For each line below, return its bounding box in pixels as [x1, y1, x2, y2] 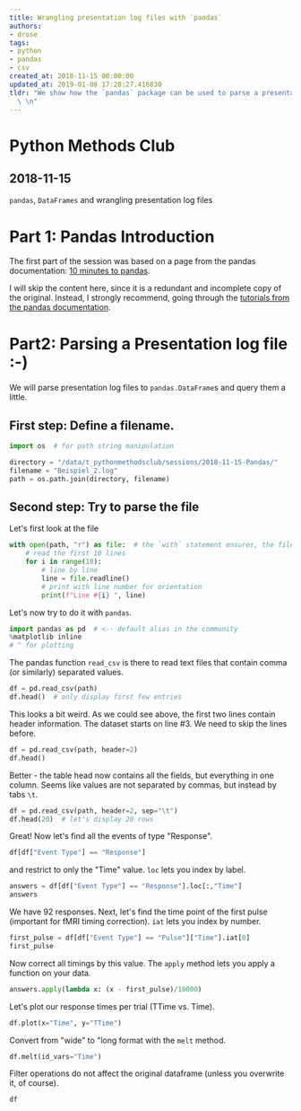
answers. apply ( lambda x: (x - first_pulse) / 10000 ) [9, 984, 202, 993]
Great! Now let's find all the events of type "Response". [9, 831, 213, 842]
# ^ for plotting [9, 641, 74, 650]
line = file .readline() [41, 574, 130, 583]
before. [9, 727, 37, 738]
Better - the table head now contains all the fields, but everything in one [9, 770, 275, 780]
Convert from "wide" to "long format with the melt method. [9, 1035, 227, 1045]
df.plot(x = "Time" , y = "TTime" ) [9, 1018, 123, 1027]
